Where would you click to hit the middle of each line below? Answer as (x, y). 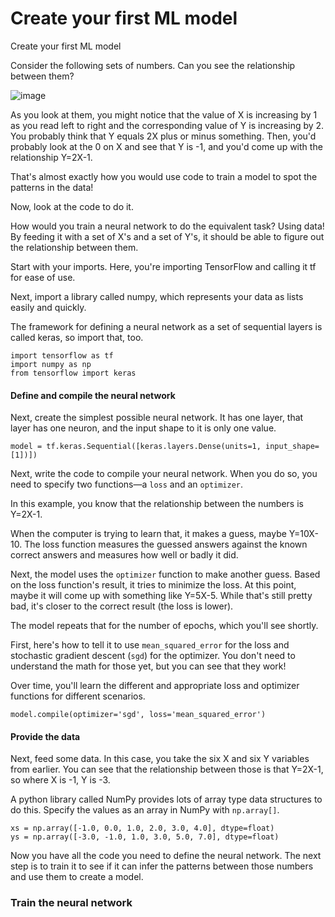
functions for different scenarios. (78, 696)
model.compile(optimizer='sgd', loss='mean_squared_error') (138, 715)
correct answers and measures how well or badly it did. (124, 555)
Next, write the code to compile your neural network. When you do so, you (164, 474)
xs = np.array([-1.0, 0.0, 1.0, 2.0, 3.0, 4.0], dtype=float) (142, 828)
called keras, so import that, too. (77, 337)
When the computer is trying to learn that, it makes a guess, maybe (148, 534)
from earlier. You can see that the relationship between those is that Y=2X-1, (167, 769)
